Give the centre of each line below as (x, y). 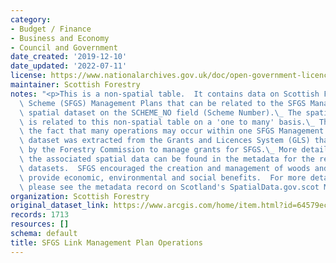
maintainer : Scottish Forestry (75, 85)
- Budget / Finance (51, 29)
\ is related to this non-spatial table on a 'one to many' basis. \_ (167, 122)
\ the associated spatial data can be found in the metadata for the (167, 159)
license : (28, 76)
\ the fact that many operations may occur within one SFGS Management (172, 131)
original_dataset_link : (60, 206)
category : (31, 19)
